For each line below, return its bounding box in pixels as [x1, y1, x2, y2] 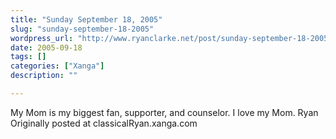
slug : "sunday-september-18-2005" [10, 24, 155, 34]
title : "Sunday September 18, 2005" [10, 14, 163, 25]
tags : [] [10, 52, 47, 62]
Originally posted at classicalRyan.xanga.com [10, 117, 198, 129]
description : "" [10, 71, 78, 81]
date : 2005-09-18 [10, 42, 83, 53]
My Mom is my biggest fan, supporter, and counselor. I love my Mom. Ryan [10, 106, 319, 118]
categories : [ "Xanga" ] [10, 61, 105, 71]
